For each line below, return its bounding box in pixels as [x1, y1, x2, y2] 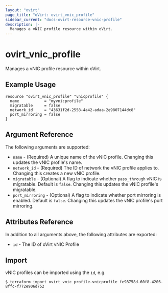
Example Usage [5, 80, 56, 89]
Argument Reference [5, 130, 74, 139]
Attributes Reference [5, 218, 74, 226]
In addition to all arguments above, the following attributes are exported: [5, 231, 157, 237]
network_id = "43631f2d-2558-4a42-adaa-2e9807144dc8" [10, 107, 136, 113]
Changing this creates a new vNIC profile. [12, 170, 101, 176]
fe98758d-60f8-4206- [119, 280, 163, 285]
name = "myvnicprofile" [10, 98, 83, 103]
